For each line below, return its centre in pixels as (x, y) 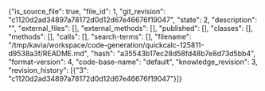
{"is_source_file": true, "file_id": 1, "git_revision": (87, 11)
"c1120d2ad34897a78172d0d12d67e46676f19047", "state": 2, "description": (132, 20)
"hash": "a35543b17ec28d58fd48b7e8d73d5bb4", (173, 53)
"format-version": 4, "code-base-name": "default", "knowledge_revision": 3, (133, 62)
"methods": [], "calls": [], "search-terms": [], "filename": (100, 36)
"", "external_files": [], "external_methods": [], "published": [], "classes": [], (131, 28)
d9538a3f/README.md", (49, 53)
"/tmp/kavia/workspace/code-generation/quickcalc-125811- (106, 45)
